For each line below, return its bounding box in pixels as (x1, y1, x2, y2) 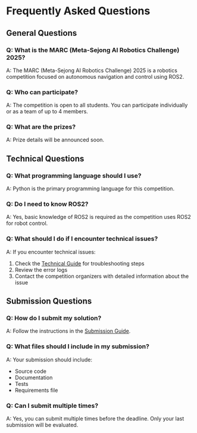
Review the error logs (14, 266, 68, 273)
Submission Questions (6, 296, 92, 307)
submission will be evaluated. (6, 422, 79, 429)
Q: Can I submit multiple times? (6, 401, 99, 410)
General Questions (6, 28, 77, 38)
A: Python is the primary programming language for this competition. (6, 185, 174, 192)
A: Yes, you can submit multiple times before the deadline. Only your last (6, 415, 185, 422)
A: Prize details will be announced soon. (6, 136, 105, 144)
